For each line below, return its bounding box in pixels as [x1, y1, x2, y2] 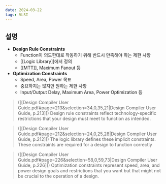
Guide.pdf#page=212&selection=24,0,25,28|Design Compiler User [17, 131, 157, 137]
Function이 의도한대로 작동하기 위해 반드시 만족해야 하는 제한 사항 [20, 52, 151, 58]
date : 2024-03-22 [5, 7, 42, 13]
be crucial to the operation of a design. [17, 173, 99, 179]
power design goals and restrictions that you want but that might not [17, 168, 161, 174]
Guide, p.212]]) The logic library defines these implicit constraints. [17, 136, 156, 142]
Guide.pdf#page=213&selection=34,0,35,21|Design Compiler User [17, 105, 156, 111]
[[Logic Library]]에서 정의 [20, 58, 73, 65]
